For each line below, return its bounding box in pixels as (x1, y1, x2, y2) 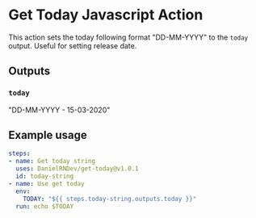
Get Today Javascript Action (8, 6, 204, 24)
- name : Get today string (8, 157, 95, 166)
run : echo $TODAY (15, 202, 74, 211)
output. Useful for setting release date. (8, 40, 137, 50)
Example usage (8, 128, 87, 142)
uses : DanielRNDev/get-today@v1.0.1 (15, 165, 139, 173)
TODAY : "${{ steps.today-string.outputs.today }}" (23, 195, 197, 203)
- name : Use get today (8, 179, 85, 187)
